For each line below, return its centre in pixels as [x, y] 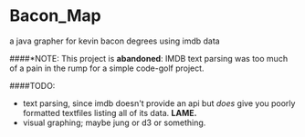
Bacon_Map [56, 16]
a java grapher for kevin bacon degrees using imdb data [115, 41]
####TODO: [32, 85]
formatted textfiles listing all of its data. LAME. [110, 113]
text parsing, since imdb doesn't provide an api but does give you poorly [159, 103]
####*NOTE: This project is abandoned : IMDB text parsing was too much [149, 58]
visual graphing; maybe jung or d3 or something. [114, 122]
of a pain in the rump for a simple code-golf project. [107, 68]
